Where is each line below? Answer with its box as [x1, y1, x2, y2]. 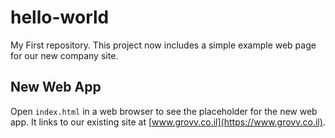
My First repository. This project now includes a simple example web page [10, 39, 317, 51]
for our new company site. [10, 49, 119, 61]
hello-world [10, 6, 110, 29]
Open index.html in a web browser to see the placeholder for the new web [10, 105, 318, 117]
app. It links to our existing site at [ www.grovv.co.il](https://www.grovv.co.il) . [10, 116, 326, 128]
